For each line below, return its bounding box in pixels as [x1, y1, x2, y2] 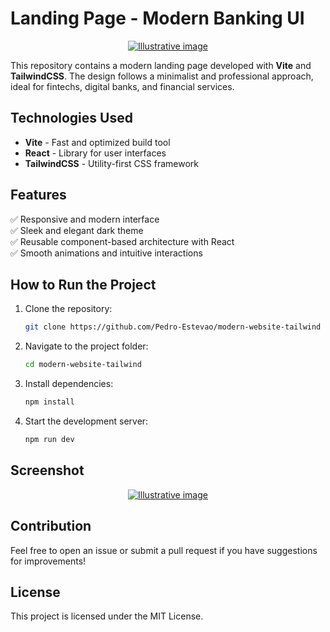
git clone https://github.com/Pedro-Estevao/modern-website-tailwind [24, 322, 322, 332]
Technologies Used [10, 110, 133, 127]
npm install [24, 397, 75, 407]
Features [10, 187, 67, 204]
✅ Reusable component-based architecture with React [10, 235, 235, 247]
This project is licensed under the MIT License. [10, 610, 204, 622]
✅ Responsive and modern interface [10, 213, 160, 225]
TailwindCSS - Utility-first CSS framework [24, 157, 199, 169]
